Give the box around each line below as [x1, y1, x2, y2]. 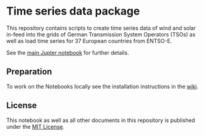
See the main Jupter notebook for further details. [6, 49, 129, 56]
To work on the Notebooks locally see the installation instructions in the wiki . [6, 83, 199, 90]
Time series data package [6, 4, 140, 18]
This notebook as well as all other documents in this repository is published [6, 117, 195, 124]
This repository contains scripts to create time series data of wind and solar [6, 24, 196, 32]
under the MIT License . [6, 123, 65, 130]
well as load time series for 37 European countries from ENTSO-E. [6, 37, 172, 44]
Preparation [6, 67, 52, 77]
